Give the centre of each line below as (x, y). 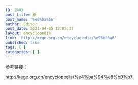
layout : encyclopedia (28, 33)
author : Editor (21, 24)
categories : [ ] (22, 52)
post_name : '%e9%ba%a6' (30, 19)
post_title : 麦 (21, 15)
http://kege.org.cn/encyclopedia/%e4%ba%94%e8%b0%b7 (69, 77)
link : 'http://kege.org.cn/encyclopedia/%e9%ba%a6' (61, 38)
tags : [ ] (16, 47)
